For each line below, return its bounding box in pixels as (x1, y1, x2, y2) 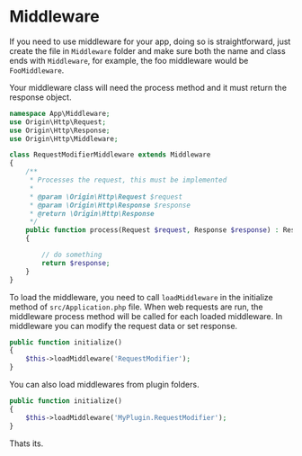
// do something (41, 250, 102, 260)
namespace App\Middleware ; (9, 109, 111, 118)
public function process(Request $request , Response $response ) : (25, 226, 280, 235)
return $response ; (41, 258, 111, 267)
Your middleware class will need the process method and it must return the (9, 82, 288, 93)
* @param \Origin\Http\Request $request (29, 192, 182, 201)
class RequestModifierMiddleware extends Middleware (9, 150, 211, 159)
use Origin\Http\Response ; (9, 126, 111, 135)
